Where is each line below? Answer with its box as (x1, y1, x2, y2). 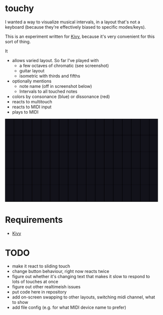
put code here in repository (12, 289, 67, 295)
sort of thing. (5, 38, 31, 44)
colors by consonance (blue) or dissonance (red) (12, 93, 110, 99)
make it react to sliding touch (12, 263, 70, 269)
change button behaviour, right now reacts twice (12, 268, 110, 274)
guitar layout (19, 67, 45, 73)
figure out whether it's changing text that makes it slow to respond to (12, 274, 150, 280)
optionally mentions (12, 78, 52, 84)
